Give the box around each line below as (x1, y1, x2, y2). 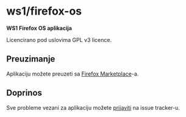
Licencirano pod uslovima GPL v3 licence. (6, 36, 112, 43)
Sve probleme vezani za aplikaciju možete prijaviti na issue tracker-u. (6, 104, 180, 111)
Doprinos (6, 88, 43, 98)
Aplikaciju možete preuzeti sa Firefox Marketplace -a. (6, 70, 139, 77)
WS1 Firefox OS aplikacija (6, 24, 72, 32)
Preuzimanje (6, 54, 55, 65)
